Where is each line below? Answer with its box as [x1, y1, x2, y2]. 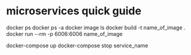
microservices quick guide [6, 4, 142, 18]
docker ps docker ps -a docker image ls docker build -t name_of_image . [6, 24, 186, 31]
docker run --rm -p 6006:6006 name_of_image [6, 30, 123, 37]
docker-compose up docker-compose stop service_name [6, 42, 148, 49]
